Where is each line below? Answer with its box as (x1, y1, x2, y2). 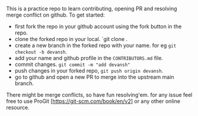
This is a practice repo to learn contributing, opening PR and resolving (6, 5, 177, 12)
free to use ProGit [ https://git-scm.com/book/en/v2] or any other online (6, 98, 181, 105)
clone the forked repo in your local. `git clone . (14, 36, 128, 42)
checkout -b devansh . (14, 48, 67, 55)
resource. (6, 104, 30, 111)
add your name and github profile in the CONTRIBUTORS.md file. (14, 55, 164, 61)
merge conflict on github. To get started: (6, 11, 105, 18)
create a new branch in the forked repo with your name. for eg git (14, 42, 177, 49)
